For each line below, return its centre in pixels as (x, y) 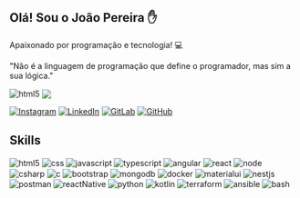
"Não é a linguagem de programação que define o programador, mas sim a (150, 65)
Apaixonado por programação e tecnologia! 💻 (97, 45)
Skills (25, 140)
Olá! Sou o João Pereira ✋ (83, 18)
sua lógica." (31, 75)
